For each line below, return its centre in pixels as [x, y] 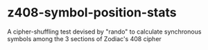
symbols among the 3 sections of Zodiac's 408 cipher [84, 38]
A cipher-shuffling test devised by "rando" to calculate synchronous [104, 32]
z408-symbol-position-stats [92, 13]
